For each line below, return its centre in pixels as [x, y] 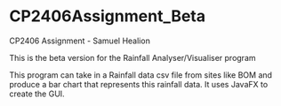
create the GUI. [37, 94]
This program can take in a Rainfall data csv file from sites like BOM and [141, 75]
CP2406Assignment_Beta [108, 16]
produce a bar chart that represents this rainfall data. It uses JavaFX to [139, 84]
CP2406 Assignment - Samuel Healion [80, 41]
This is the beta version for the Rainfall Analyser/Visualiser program [132, 57]
